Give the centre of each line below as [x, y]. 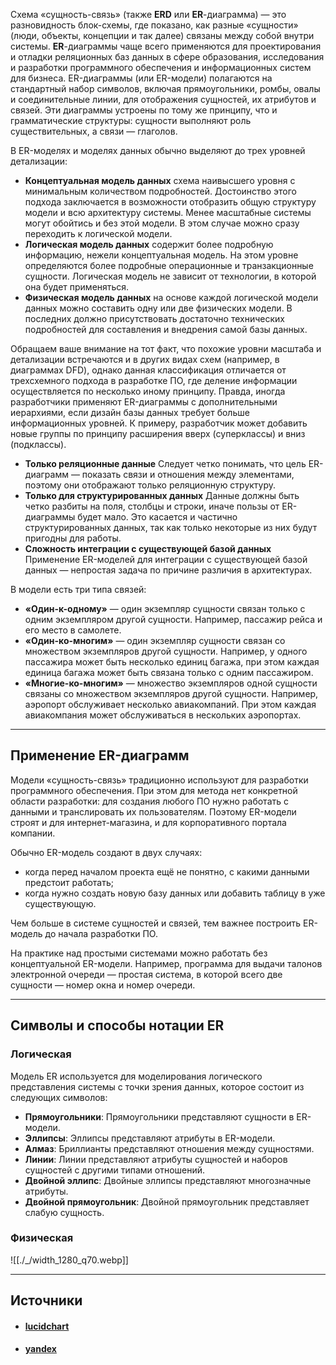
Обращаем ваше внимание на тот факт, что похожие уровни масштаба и [166, 348]
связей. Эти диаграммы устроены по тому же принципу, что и [144, 110]
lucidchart [47, 1326]
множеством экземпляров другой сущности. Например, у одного [166, 651]
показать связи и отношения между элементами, [188, 474]
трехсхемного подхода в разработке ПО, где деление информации [154, 380]
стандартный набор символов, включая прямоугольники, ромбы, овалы [165, 88]
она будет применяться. [77, 287]
